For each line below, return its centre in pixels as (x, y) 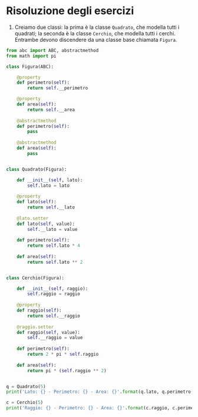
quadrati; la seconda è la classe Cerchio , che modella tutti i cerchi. (95, 33)
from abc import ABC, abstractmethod (52, 50)
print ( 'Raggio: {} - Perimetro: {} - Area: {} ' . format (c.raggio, (88, 408)
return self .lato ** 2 (55, 262)
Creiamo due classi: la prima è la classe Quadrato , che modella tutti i (97, 27)
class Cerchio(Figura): (35, 278)
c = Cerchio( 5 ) (25, 403)
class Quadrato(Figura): (37, 169)
